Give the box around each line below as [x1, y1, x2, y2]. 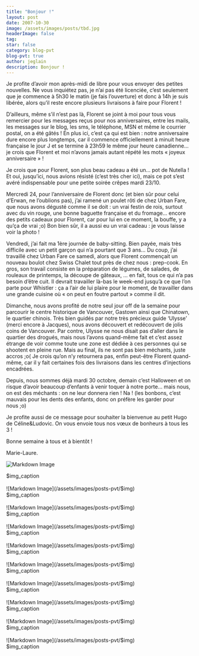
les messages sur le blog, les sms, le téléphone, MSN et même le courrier [6, 123, 186, 131]
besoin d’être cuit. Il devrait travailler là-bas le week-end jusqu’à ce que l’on [6, 278, 191, 285]
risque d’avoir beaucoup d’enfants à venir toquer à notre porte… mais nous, [6, 383, 191, 390]
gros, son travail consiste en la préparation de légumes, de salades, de [6, 265, 179, 272]
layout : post [6, 14, 39, 20]
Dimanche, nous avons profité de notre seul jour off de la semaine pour [6, 302, 181, 309]
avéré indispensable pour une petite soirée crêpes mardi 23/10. [6, 179, 161, 186]
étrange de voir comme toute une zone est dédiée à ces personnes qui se [6, 340, 187, 347]
